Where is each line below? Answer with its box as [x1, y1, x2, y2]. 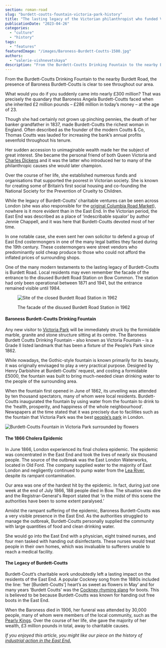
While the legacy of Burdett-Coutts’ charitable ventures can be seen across [5, 198, 159, 203]
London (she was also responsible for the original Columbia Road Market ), [5, 203, 157, 209]
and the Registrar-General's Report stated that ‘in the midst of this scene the [5, 493, 161, 498]
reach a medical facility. [5, 548, 54, 554]
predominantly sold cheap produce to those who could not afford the [5, 249, 146, 255]
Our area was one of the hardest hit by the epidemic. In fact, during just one [5, 482, 160, 488]
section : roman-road [5, 7, 48, 12]
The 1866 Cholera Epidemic [5, 435, 63, 441]
